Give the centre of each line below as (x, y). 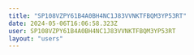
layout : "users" (36, 38)
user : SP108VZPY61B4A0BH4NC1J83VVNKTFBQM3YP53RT (92, 31)
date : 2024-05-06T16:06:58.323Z (63, 23)
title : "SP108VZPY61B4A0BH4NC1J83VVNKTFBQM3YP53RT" (97, 16)
